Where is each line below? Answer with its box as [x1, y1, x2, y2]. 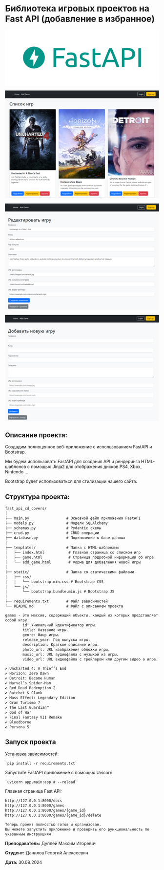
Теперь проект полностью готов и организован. [5, 822, 102, 827]
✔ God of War [5, 710, 32, 715]
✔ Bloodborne [5, 720, 32, 725]
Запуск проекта [5, 738, 56, 746]
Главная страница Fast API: [5, 788, 62, 794]
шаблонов [5, 464, 26, 469]
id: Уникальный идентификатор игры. [22, 623, 97, 628]
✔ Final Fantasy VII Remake [5, 715, 62, 720]
